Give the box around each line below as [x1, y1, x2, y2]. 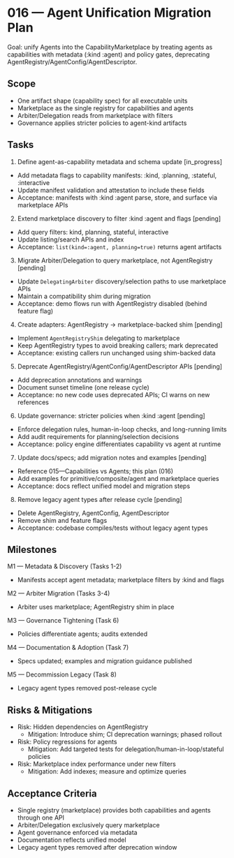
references [17, 398, 49, 406]
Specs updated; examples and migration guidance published [17, 657, 192, 665]
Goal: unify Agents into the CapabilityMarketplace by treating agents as [7, 43, 213, 51]
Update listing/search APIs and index [17, 235, 124, 244]
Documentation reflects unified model [17, 836, 127, 844]
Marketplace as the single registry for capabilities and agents [17, 103, 194, 112]
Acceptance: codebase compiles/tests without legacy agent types [17, 524, 208, 532]
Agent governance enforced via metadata [17, 829, 138, 836]
